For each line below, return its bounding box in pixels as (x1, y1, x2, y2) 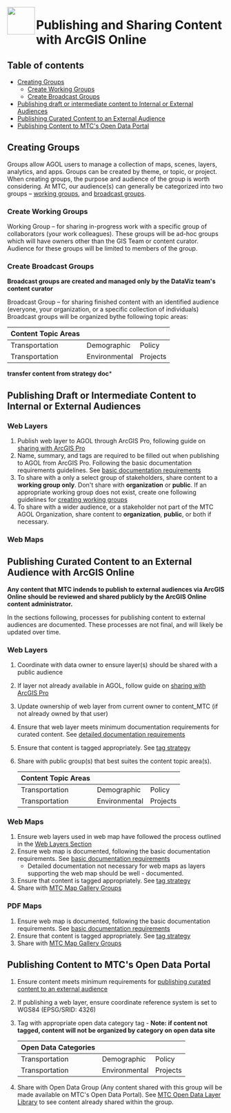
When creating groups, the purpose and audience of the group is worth (7, 175, 210, 183)
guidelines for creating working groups (17, 496, 128, 504)
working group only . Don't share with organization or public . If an (17, 481, 207, 490)
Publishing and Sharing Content (36, 17, 223, 33)
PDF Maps (7, 901, 43, 911)
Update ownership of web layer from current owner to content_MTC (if (17, 702, 219, 710)
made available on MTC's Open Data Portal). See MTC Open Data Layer (17, 1090, 221, 1099)
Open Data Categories (20, 1043, 96, 1052)
